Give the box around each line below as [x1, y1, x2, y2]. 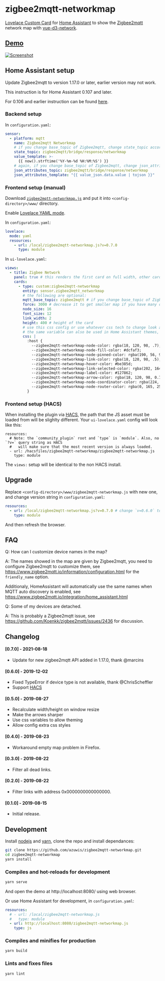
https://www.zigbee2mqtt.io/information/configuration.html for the [5, 569, 139, 575]
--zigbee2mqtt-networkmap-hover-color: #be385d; [31, 361, 133, 366]
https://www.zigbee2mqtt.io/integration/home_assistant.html [5, 594, 128, 600]
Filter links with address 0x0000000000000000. [12, 789, 111, 794]
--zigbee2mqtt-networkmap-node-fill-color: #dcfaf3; [31, 348, 141, 353]
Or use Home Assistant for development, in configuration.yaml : [5, 898, 135, 904]
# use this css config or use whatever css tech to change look [23, 325, 157, 330]
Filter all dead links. [12, 766, 52, 772]
